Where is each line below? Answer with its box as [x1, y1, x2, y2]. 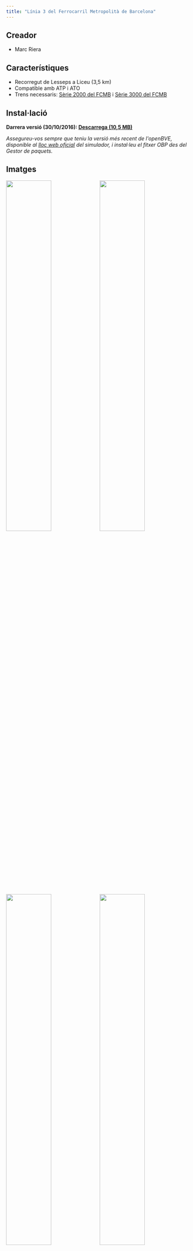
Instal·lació [6, 108, 48, 118]
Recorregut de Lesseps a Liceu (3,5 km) [14, 79, 111, 86]
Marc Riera [14, 46, 41, 53]
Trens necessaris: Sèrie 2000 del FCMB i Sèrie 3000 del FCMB [14, 91, 167, 98]
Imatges [6, 164, 37, 174]
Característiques [6, 63, 69, 73]
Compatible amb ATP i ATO [14, 85, 80, 92]
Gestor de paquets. [6, 147, 53, 154]
